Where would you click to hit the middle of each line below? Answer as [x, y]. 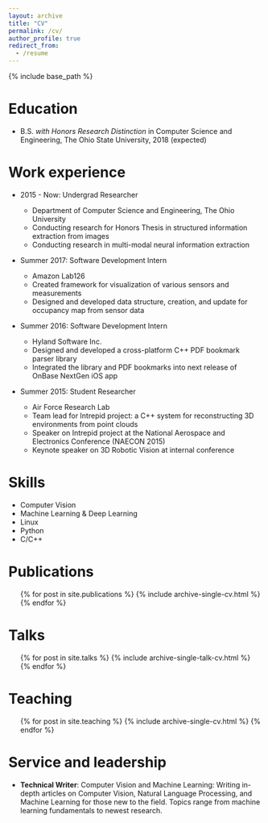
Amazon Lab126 [59, 276]
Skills [27, 483]
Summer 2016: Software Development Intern [93, 326]
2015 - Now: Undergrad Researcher [79, 194]
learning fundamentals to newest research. [91, 810]
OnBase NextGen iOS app [75, 375]
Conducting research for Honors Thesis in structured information [140, 228]
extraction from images [71, 236]
